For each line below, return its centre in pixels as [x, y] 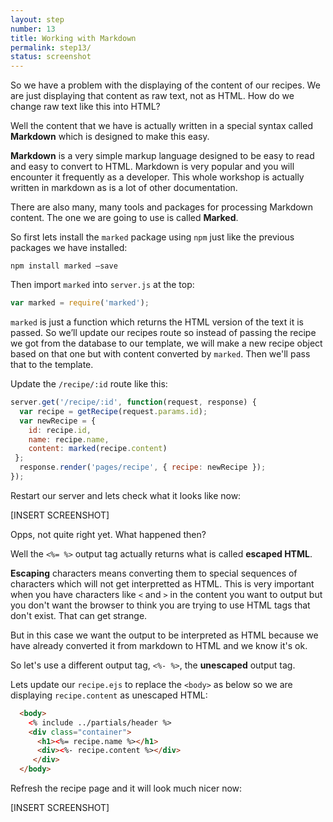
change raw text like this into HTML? [85, 107]
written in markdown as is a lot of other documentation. [124, 188]
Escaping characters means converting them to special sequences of [154, 573]
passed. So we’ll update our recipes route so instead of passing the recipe [163, 332]
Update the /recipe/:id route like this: [89, 384]
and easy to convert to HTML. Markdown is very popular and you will [152, 167]
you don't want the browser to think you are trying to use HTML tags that [160, 605]
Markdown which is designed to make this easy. [110, 137]
